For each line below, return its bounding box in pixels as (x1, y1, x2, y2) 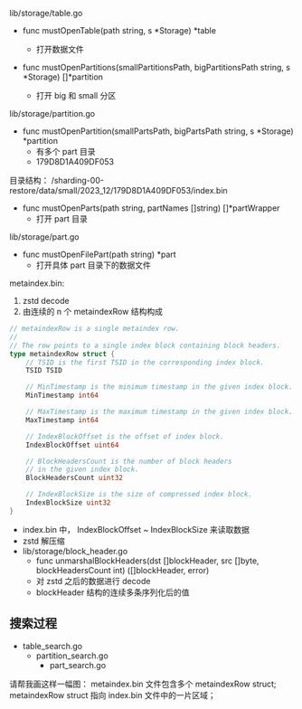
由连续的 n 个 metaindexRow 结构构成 (22, 307, 163, 317)
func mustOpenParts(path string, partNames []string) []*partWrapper (22, 203, 280, 213)
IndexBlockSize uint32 (25, 498, 111, 507)
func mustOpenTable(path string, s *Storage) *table (22, 25, 217, 35)
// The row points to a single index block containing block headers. (9, 341, 281, 350)
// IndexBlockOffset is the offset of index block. (25, 431, 224, 441)
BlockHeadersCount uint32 (25, 474, 124, 483)
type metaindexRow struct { (9, 349, 116, 358)
